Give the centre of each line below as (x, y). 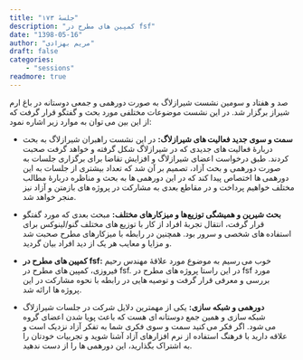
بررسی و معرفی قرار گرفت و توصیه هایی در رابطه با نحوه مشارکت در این (146, 279)
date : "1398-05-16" (46, 34)
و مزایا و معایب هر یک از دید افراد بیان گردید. (97, 243)
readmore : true (38, 77)
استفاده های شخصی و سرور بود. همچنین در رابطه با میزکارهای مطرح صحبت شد (157, 233)
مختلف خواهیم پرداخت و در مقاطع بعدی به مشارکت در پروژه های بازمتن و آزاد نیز (158, 187)
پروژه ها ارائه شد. (52, 289)
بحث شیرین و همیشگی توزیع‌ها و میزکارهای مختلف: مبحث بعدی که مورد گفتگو (152, 214)
